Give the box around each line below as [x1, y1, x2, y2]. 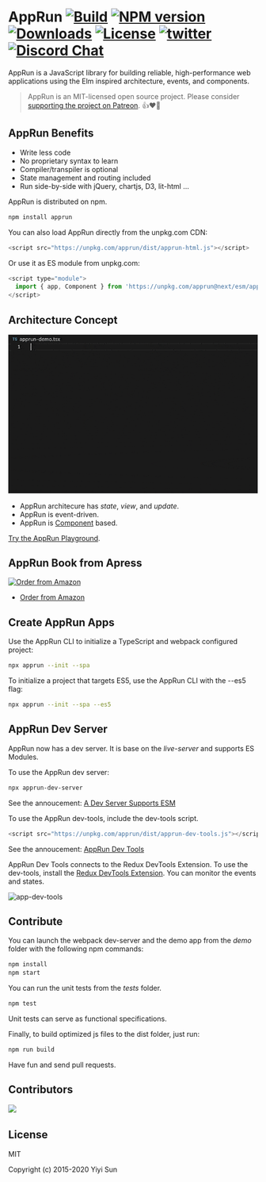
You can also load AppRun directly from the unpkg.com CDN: [8, 227, 208, 237]
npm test [8, 1000, 37, 1007]
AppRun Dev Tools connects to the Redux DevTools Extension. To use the [8, 859, 249, 869]
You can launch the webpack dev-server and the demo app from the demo [8, 936, 252, 946]
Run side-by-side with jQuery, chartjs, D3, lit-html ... [19, 181, 190, 190]
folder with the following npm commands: [8, 944, 144, 954]
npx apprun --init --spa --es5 [8, 700, 112, 709]
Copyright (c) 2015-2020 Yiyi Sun [8, 1165, 118, 1174]
